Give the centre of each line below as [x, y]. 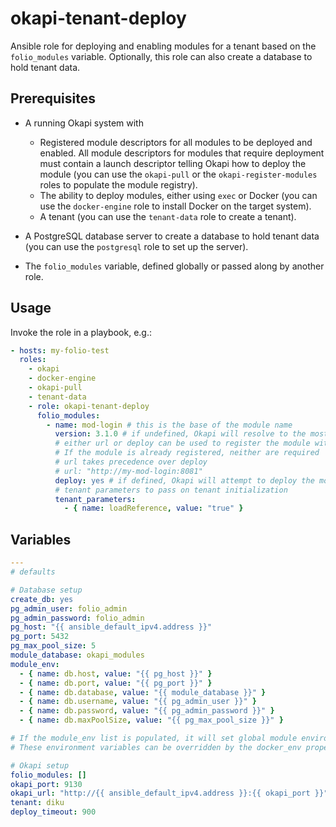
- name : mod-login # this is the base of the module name [169, 425]
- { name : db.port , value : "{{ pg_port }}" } [116, 683]
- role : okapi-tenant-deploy [89, 406]
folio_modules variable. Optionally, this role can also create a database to [161, 56]
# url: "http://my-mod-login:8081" [128, 471]
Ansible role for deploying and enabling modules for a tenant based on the [163, 46]
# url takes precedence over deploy [131, 462]
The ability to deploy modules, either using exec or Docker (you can [178, 195]
